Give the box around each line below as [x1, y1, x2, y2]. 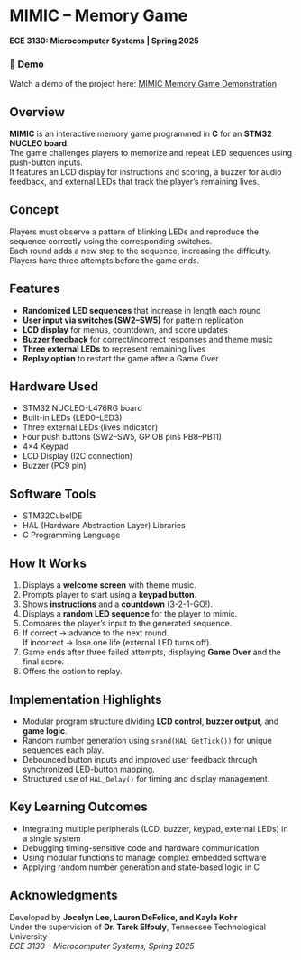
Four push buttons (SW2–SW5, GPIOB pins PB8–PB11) [22, 432, 223, 443]
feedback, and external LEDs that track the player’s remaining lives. [9, 177, 260, 187]
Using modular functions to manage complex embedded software [22, 852, 267, 863]
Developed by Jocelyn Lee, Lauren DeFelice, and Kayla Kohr [9, 911, 238, 922]
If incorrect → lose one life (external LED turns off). [22, 637, 212, 648]
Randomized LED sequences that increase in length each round [22, 305, 261, 315]
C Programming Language [22, 529, 121, 541]
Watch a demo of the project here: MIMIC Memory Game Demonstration [9, 78, 278, 89]
